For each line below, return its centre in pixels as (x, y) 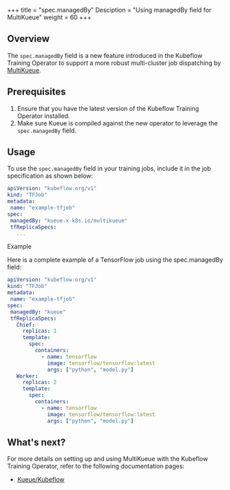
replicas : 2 (40, 382)
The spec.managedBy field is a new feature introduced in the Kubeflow (105, 55)
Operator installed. (43, 116)
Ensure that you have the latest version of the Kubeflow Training (108, 108)
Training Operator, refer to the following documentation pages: (96, 466)
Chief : (26, 325)
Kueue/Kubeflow (41, 480)
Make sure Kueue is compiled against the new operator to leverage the (117, 123)
